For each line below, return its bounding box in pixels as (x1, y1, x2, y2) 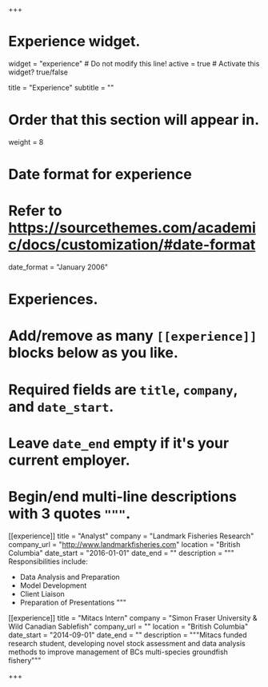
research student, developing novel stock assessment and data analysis (8, 638, 246, 648)
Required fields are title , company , (8, 381, 238, 398)
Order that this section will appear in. (8, 111, 260, 129)
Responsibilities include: (8, 557, 88, 566)
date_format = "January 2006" (8, 262, 109, 272)
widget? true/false (8, 67, 68, 77)
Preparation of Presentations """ (19, 597, 126, 607)
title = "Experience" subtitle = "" (8, 82, 114, 92)
